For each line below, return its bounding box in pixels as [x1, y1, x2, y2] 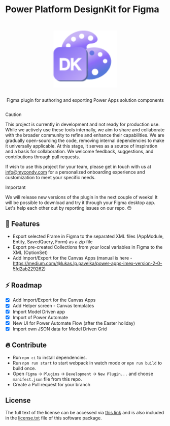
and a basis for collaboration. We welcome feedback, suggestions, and [5, 148, 154, 154]
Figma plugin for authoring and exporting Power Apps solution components [7, 97, 164, 103]
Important [5, 184, 26, 190]
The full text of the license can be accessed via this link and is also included [5, 410, 164, 416]
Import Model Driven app [12, 308, 65, 315]
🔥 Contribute [5, 341, 47, 350]
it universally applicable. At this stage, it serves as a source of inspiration [5, 143, 158, 149]
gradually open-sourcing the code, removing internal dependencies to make [5, 137, 165, 144]
